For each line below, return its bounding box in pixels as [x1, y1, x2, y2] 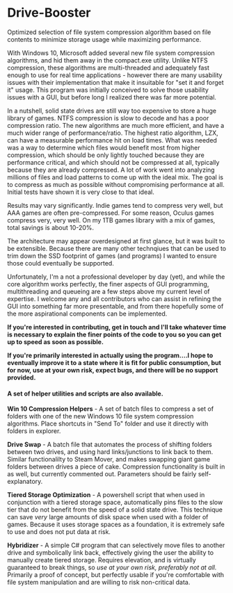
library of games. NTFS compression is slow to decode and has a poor [7, 113, 209, 122]
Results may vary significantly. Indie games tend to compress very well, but [7, 201, 224, 209]
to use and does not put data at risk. [7, 528, 111, 536]
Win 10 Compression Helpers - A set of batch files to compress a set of [7, 405, 214, 413]
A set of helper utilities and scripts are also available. [7, 389, 163, 398]
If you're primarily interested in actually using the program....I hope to [7, 351, 214, 359]
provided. [7, 373, 36, 382]
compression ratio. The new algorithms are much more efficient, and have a [7, 121, 225, 129]
